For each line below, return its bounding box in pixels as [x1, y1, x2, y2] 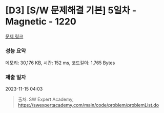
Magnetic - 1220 [5, 16, 77, 27]
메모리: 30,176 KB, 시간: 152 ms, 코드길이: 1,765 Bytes [5, 60, 115, 66]
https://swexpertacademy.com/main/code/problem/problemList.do [17, 102, 159, 108]
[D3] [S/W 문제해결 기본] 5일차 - [5, 5, 137, 16]
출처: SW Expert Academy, [17, 96, 74, 102]
